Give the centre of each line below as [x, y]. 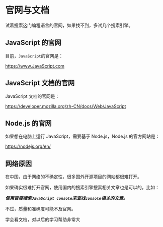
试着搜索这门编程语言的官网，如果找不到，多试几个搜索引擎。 [69, 25]
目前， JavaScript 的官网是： [34, 55]
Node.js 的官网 [28, 123]
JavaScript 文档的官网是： [32, 96]
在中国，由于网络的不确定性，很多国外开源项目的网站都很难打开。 [73, 177]
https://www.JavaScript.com [35, 66]
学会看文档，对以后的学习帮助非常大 [43, 219]
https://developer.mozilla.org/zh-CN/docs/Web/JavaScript [66, 106]
